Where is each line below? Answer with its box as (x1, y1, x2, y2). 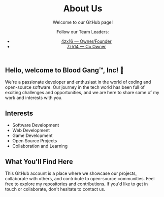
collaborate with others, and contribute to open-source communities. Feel (5, 175, 155, 181)
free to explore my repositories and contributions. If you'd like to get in (5, 181, 148, 187)
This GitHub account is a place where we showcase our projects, (5, 170, 137, 176)
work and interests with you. (5, 95, 63, 101)
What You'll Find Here (5, 157, 73, 165)
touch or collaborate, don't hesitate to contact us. (5, 186, 106, 192)
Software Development (12, 122, 59, 128)
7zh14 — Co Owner (66, 43, 106, 49)
